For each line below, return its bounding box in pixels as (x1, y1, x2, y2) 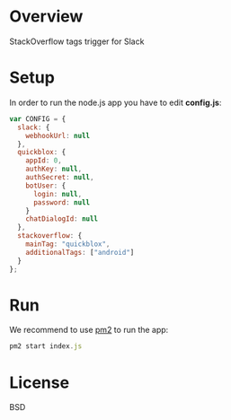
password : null (32, 197, 91, 207)
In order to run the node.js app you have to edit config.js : (9, 97, 222, 108)
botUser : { (25, 181, 67, 190)
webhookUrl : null (25, 131, 91, 140)
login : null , (32, 189, 83, 198)
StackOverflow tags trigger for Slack (9, 36, 145, 47)
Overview (9, 6, 84, 27)
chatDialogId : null (25, 214, 99, 223)
